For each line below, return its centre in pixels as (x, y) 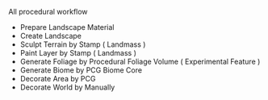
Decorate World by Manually (67, 87)
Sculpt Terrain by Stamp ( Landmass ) (83, 44)
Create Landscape (51, 36)
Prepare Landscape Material (67, 27)
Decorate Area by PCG (58, 79)
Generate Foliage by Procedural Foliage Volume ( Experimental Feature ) (140, 61)
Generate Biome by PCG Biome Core (81, 70)
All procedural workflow (48, 12)
